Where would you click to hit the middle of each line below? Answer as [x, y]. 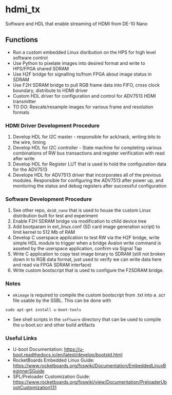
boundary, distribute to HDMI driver [50, 90]
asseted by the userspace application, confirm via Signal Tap [77, 249]
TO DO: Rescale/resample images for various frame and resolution [83, 107]
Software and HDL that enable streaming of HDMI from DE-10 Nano [77, 24]
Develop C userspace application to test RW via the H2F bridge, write [86, 238]
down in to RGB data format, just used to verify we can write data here [87, 259]
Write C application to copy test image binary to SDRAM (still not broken [89, 254]
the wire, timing [29, 142]
